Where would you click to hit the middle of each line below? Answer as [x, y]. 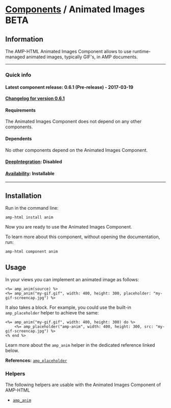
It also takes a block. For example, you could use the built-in [68, 307]
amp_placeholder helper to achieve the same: [52, 312]
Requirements [21, 110]
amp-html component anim [32, 252]
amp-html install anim [29, 218]
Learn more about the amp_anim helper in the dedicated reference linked [80, 345]
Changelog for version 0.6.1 [35, 99]
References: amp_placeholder [36, 360]
